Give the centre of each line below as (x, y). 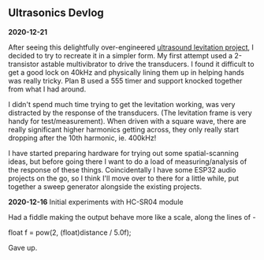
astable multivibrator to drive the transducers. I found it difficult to (147, 64)
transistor (24, 64)
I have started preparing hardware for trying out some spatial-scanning (123, 153)
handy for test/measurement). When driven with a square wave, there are (127, 121)
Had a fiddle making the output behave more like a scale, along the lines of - (132, 217)
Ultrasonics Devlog (56, 13)
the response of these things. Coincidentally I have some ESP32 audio (122, 169)
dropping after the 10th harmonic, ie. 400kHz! (82, 138)
